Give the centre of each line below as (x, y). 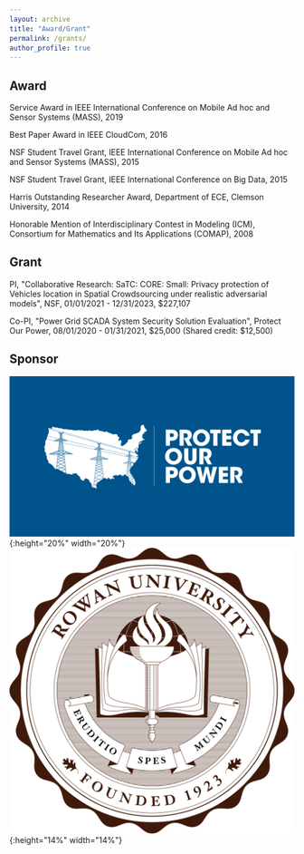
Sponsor (34, 359)
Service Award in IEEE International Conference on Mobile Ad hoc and (140, 108)
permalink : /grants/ (48, 38)
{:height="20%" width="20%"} (67, 543)
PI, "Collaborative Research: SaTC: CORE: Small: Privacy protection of (139, 284)
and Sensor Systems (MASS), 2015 (75, 162)
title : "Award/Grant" (50, 29)
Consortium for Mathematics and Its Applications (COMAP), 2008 (132, 234)
